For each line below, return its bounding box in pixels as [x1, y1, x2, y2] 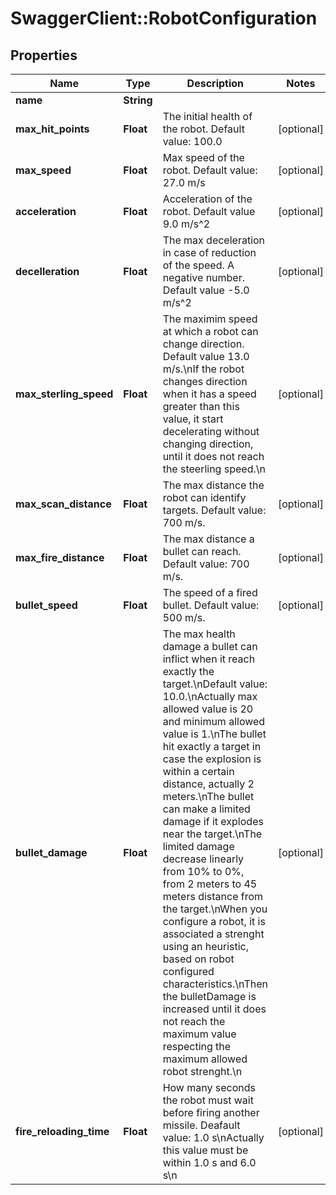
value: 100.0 [162, 135, 223, 148]
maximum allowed [162, 1052, 248, 1066]
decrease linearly [162, 852, 245, 866]
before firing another [162, 1106, 260, 1119]
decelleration [15, 265, 80, 278]
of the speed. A [162, 258, 235, 272]
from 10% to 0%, [162, 865, 245, 878]
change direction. [162, 337, 245, 351]
